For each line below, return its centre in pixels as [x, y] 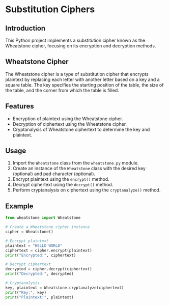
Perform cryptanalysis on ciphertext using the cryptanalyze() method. [87, 190]
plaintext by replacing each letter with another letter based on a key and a [82, 79]
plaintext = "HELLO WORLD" [34, 245]
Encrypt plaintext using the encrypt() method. [61, 179]
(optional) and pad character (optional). [54, 174]
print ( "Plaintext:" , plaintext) [39, 297]
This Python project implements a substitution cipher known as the [75, 40]
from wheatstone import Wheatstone [43, 218]
